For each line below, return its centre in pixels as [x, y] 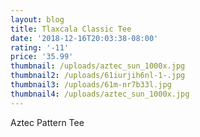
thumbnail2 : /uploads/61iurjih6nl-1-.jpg [98, 76]
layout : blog [37, 19]
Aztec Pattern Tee [47, 122]
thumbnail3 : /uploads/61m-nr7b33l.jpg [91, 85]
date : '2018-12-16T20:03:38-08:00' [84, 38]
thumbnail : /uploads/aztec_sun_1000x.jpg [98, 66]
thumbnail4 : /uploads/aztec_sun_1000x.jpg [100, 94]
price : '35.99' [42, 57]
